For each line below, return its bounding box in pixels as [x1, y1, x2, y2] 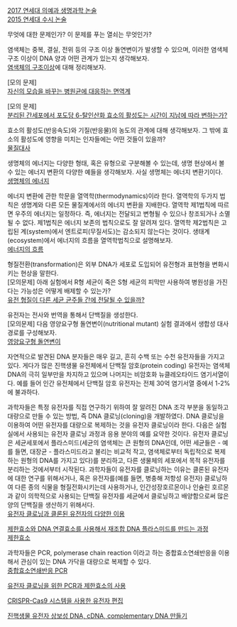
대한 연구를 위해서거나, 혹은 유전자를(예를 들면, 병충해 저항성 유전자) [14, 474, 204, 482]
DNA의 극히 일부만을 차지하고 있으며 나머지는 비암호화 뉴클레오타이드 [7, 370, 199, 378]
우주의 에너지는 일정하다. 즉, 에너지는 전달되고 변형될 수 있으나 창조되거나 [14, 209, 218, 218]
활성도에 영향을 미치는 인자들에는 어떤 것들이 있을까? [20, 135, 166, 143]
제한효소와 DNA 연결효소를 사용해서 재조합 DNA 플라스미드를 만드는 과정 [7, 525, 209, 533]
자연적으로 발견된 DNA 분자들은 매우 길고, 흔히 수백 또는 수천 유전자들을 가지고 [7, 352, 225, 361]
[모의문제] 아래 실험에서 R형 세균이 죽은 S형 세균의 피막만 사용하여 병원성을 [7, 278, 215, 286]
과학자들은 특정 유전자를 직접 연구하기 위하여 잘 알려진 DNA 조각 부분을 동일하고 [7, 403, 229, 411]
